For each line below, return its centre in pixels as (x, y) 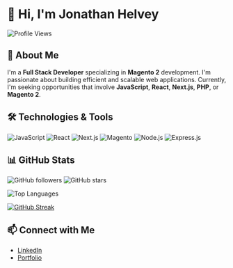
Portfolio (30, 258)
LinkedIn (30, 251)
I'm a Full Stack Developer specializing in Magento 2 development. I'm (109, 72)
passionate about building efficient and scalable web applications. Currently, (117, 79)
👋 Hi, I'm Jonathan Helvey (83, 14)
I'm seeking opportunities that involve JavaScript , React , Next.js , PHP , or (113, 87)
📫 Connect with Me (51, 230)
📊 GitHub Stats (41, 160)
